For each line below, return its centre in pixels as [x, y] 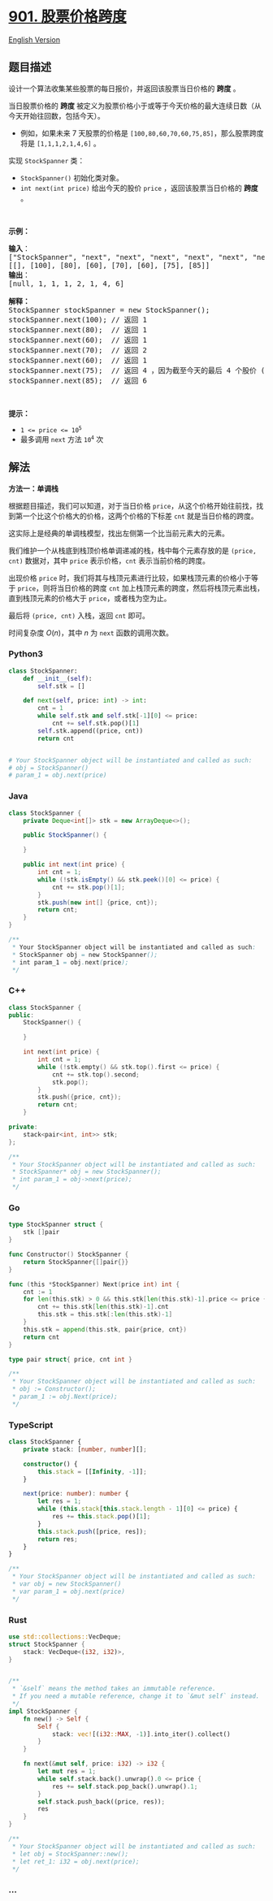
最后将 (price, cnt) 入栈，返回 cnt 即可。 [79, 615]
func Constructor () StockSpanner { [69, 1254]
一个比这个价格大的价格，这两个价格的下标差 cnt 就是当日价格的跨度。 [140, 516]
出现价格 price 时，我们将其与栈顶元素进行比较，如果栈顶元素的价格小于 [130, 578]
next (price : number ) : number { [76, 1494]
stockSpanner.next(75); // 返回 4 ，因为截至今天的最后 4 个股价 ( [137, 370]
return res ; [58, 1539]
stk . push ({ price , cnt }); [80, 1098]
